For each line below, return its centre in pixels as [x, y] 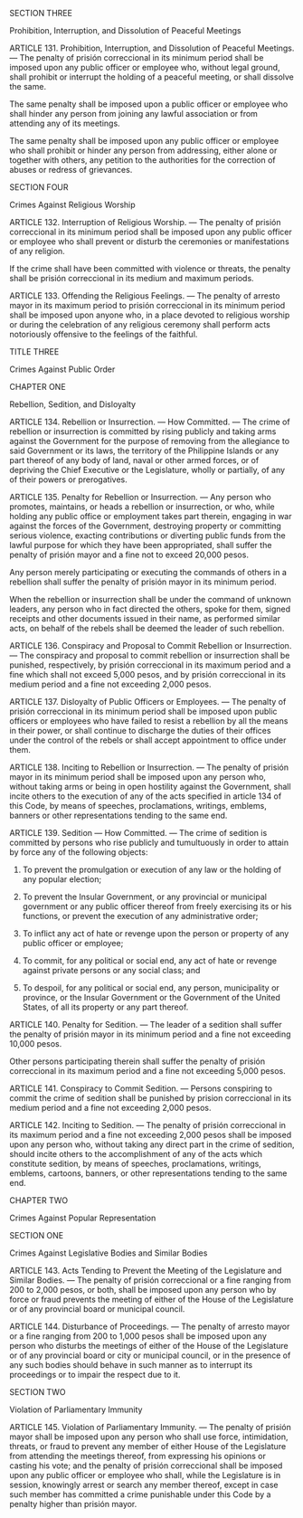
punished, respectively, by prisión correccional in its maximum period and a [150, 665]
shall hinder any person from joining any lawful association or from [133, 114]
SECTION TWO [38, 1392]
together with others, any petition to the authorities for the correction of [142, 160]
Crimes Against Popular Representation [83, 1218]
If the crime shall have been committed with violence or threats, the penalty [150, 269]
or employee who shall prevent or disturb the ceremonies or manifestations [149, 242]
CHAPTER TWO [39, 1200]
